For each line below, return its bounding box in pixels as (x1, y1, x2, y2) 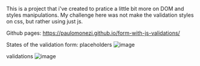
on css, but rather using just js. (6, 18, 83, 25)
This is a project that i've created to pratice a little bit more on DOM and (6, 5, 184, 12)
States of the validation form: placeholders (6, 41, 112, 48)
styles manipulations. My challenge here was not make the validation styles (6, 11, 195, 19)
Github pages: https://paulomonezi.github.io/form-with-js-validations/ (6, 29, 180, 37)
